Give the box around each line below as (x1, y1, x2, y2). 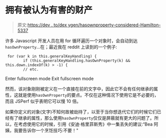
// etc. (23, 67, 39, 72)
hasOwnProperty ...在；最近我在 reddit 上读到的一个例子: (5, 44, 117, 50)
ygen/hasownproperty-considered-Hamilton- (68, 22, 161, 28)
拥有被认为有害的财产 (5, 4, 93, 16)
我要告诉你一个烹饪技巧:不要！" (13, 127, 79, 133)
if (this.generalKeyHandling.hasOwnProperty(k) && (23, 58, 131, 63)
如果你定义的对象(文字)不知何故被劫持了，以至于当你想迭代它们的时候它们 (5, 109, 157, 115)
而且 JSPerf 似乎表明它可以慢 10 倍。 (5, 98, 81, 104)
